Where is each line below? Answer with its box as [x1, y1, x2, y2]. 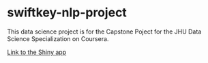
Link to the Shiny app [7, 48, 67, 56]
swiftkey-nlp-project [7, 5, 128, 21]
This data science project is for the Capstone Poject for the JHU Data [7, 27, 202, 36]
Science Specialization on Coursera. [7, 34, 109, 42]
